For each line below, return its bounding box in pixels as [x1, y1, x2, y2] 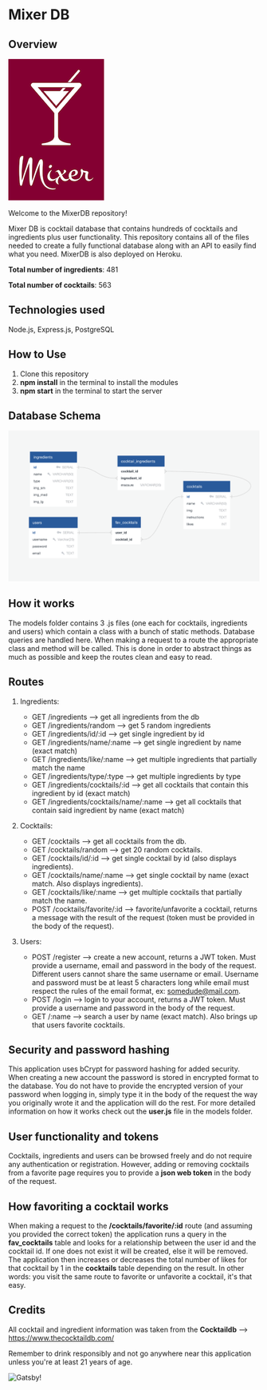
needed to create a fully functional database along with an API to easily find [8, 241, 257, 250]
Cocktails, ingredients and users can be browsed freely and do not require [8, 1151, 253, 1161]
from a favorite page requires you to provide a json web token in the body [8, 1168, 252, 1178]
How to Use [8, 347, 67, 361]
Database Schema [8, 409, 101, 423]
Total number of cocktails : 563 [8, 280, 112, 289]
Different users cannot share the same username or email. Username [31, 969, 259, 979]
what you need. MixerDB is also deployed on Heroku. [8, 249, 183, 259]
